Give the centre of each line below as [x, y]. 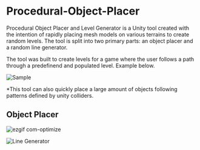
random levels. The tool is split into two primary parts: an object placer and [100, 41]
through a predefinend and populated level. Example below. [81, 66]
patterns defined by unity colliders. [50, 95]
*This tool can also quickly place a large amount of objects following [92, 89]
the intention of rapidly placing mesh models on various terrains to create [98, 34]
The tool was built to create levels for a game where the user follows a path [100, 59]
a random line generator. [37, 47]
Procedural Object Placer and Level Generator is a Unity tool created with [98, 28]
